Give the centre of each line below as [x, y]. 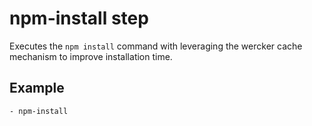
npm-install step [79, 18]
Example [37, 88]
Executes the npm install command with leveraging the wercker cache [156, 46]
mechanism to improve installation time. [91, 56]
